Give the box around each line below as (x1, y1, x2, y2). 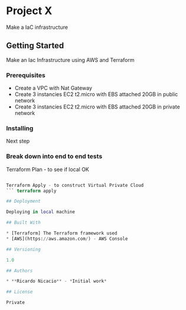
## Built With (6, 220, 41, 226)
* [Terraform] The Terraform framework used (6, 230, 118, 236)
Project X (6, 4, 53, 18)
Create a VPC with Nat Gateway (14, 84, 93, 92)
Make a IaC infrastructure (6, 24, 68, 31)
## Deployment (6, 199, 41, 205)
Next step (6, 137, 30, 145)
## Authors (6, 268, 33, 273)
